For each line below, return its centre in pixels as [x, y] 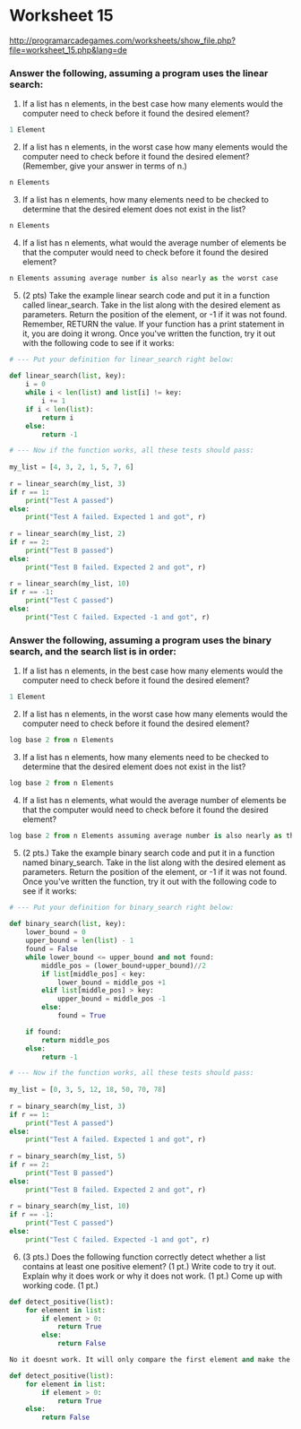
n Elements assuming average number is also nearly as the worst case [144, 278]
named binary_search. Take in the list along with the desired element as [154, 862]
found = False [52, 949]
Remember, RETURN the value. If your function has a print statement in [153, 324]
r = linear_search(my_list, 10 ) [69, 584]
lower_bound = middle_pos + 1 [112, 983]
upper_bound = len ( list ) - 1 [80, 941]
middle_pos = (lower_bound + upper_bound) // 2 [124, 966]
